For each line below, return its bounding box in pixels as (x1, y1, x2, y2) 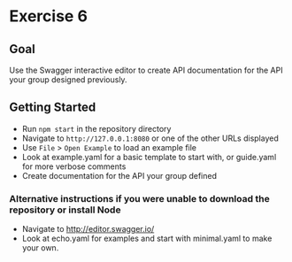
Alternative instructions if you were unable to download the (9, 192, 270, 204)
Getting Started (9, 100, 96, 115)
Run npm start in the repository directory (21, 123, 172, 134)
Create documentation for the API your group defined (21, 170, 218, 181)
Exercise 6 (9, 6, 88, 27)
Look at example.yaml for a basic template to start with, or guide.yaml (21, 151, 277, 162)
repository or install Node (9, 204, 121, 216)
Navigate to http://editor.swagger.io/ (21, 224, 155, 235)
